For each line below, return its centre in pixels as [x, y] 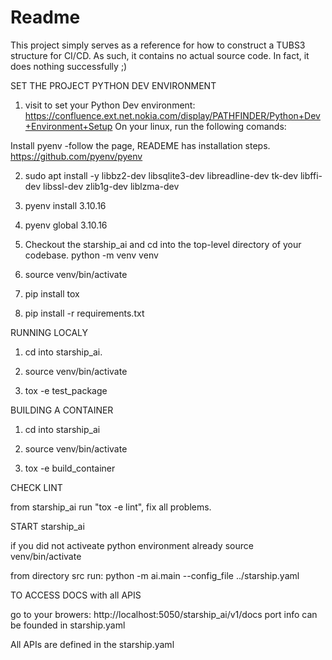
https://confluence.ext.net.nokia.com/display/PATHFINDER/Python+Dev [172, 115]
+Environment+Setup [68, 126]
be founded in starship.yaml [68, 625]
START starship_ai [47, 526]
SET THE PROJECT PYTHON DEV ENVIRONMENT [113, 85]
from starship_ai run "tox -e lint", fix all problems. [111, 507]
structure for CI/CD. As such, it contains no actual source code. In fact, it [160, 55]
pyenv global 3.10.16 [66, 225]
